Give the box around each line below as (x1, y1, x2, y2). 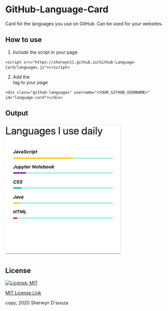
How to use (5, 35, 42, 44)
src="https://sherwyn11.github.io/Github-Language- (24, 60, 137, 65)
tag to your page (12, 79, 48, 85)
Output (5, 109, 28, 118)
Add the (12, 73, 30, 80)
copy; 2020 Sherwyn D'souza (5, 300, 68, 306)
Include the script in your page (12, 49, 78, 55)
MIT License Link (5, 290, 41, 296)
